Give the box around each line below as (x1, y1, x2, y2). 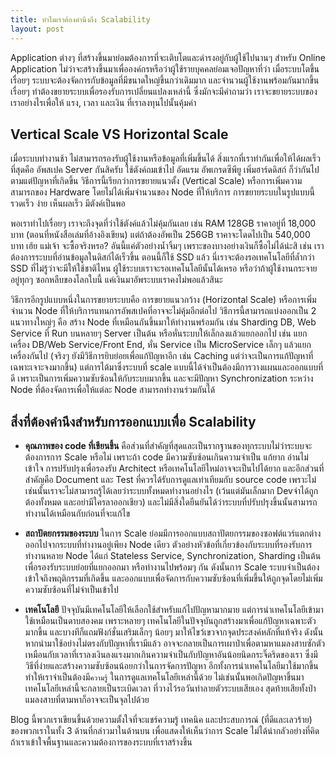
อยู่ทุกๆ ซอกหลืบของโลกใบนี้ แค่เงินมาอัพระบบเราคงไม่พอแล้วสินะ (10, 274, 223, 286)
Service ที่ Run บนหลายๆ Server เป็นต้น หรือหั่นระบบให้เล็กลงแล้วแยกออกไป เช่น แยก (10, 327, 308, 340)
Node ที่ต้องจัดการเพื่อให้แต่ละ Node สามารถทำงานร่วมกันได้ (10, 384, 216, 396)
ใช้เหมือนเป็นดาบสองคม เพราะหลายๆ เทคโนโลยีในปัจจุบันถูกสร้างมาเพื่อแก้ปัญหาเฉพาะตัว (24, 615, 317, 627)
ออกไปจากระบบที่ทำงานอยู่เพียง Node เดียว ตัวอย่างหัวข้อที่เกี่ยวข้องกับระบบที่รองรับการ (24, 539, 313, 551)
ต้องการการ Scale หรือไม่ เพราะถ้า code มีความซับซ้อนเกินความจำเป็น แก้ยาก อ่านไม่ (24, 451, 309, 463)
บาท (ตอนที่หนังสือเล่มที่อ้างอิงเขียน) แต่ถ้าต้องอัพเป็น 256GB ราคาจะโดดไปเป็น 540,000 (10, 229, 311, 241)
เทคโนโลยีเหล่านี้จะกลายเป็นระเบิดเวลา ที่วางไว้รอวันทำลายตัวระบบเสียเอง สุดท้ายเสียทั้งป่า (24, 682, 317, 695)
